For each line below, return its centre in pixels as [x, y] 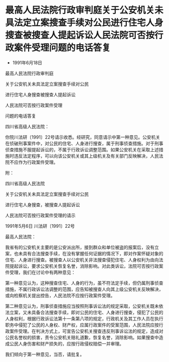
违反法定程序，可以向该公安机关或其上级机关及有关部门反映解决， [82, 156]
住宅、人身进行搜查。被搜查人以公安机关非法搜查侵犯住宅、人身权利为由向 [82, 260]
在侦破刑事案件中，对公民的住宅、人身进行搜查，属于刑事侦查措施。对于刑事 [84, 143]
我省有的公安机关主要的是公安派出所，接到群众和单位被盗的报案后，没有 [80, 247]
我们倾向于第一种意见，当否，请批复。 [45, 354]
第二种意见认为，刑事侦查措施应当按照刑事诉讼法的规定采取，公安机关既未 [82, 306]
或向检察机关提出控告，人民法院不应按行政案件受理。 [60, 295]
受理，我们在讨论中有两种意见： [42, 272]
